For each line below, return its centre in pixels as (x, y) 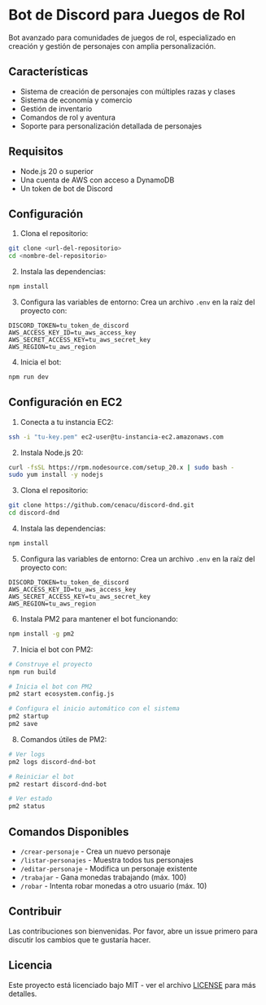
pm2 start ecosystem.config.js (61, 694)
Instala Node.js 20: (52, 452)
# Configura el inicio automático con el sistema (94, 709)
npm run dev (28, 377)
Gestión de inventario (56, 108)
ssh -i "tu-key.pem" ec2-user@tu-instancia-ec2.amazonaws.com (116, 437)
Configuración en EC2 (65, 402)
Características (48, 72)
